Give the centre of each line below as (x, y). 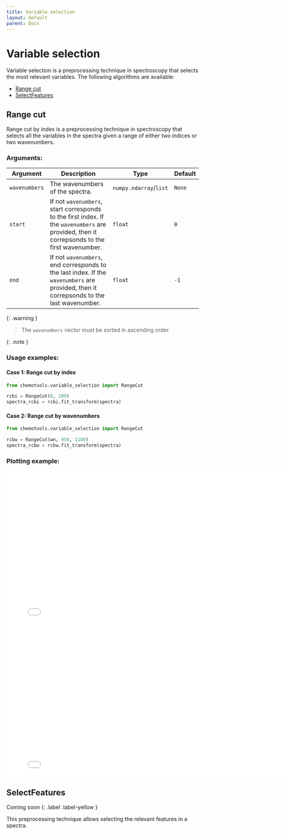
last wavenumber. (75, 303)
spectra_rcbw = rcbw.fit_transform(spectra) (64, 446)
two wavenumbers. (31, 142)
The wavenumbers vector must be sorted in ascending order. (95, 330)
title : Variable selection (41, 12)
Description (78, 173)
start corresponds (76, 210)
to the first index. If (77, 217)
